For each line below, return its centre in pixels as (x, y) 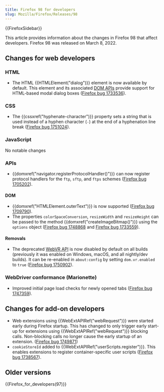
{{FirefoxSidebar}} (24, 28)
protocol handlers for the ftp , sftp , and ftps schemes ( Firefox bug (79, 179)
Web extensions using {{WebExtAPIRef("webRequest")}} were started (83, 320)
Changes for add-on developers (55, 309)
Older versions (28, 372)
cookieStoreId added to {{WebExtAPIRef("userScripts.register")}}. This (84, 346)
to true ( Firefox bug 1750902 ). (43, 265)
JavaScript (18, 140)
